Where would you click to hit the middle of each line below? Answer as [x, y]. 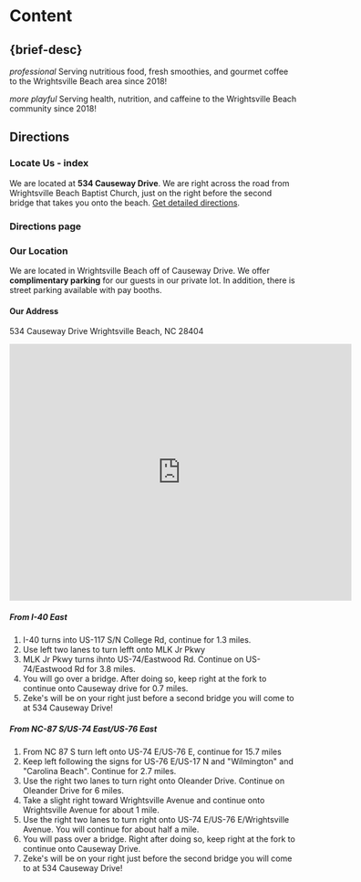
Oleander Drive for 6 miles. [73, 791]
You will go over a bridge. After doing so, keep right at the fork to [144, 679]
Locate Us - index [49, 163]
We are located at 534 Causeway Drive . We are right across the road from [150, 183]
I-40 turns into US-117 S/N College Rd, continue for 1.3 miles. [137, 640]
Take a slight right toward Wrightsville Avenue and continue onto [144, 801]
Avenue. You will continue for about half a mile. [111, 829]
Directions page [46, 226]
